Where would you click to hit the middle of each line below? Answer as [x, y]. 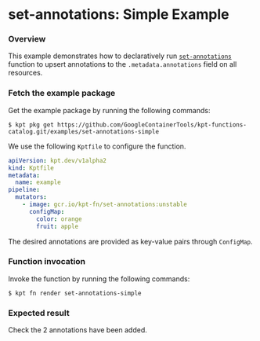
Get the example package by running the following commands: [109, 110]
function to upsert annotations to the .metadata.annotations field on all [123, 64]
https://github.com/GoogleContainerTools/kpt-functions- [152, 125]
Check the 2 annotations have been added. [78, 330]
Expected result [39, 313]
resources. [25, 73]
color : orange [59, 219]
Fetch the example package [62, 93]
